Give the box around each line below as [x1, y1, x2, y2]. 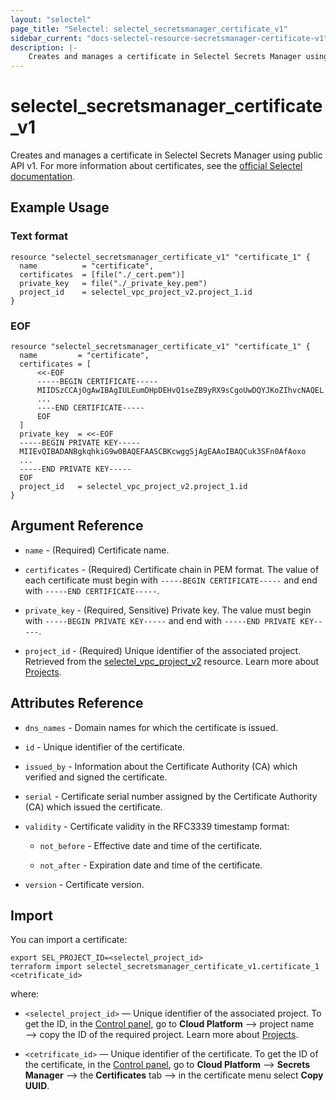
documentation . [10, 171, 76, 183]
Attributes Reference [10, 695, 144, 712]
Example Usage [10, 199, 110, 216]
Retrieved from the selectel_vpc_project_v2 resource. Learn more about [24, 655, 320, 667]
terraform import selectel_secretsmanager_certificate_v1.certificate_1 [10, 962, 320, 972]
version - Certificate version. [24, 878, 145, 890]
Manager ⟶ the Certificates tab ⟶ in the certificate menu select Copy [24, 1069, 324, 1081]
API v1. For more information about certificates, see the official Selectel [10, 160, 303, 172]
